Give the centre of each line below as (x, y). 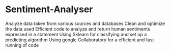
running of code (22, 45)
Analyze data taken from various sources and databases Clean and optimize (85, 23)
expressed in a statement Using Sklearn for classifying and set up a (76, 34)
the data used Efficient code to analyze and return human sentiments (78, 29)
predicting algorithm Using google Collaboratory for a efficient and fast (80, 40)
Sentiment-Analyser (49, 9)
